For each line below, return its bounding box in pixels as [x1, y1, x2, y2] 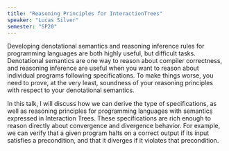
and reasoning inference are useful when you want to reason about [7, 64, 199, 73]
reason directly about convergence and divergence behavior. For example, [7, 122, 221, 130]
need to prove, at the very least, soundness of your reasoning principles [7, 79, 214, 87]
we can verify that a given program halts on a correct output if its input [7, 129, 210, 137]
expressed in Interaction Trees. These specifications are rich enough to [7, 114, 212, 123]
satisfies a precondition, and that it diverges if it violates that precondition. [7, 136, 219, 145]
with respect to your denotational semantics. [7, 86, 135, 94]
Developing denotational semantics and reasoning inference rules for [7, 42, 205, 51]
